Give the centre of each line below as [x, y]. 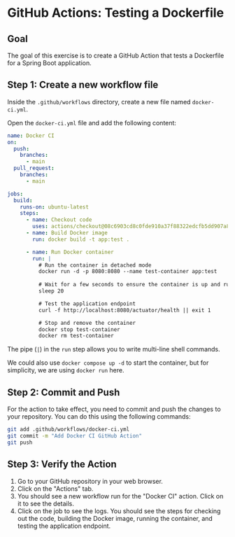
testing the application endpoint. [64, 526]
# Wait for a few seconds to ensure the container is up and [129, 285]
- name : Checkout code [59, 220]
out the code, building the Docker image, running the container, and [115, 518]
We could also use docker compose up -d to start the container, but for [108, 363]
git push [20, 442]
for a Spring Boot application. [50, 63]
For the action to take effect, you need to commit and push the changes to [114, 409]
